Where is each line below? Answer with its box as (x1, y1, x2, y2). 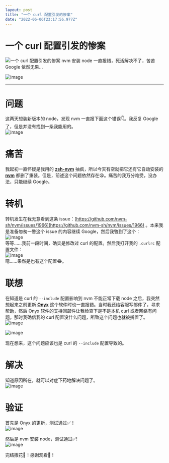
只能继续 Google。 (14, 179, 53, 185)
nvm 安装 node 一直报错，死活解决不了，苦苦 (61, 57, 155, 64)
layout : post (5, 7, 33, 13)
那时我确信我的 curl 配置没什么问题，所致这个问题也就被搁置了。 (14, 314, 148, 320)
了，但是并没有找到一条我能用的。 (5, 124, 76, 130)
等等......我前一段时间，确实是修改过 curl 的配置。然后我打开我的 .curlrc (5, 240, 155, 246)
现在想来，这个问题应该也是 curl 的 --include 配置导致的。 (5, 340, 127, 346)
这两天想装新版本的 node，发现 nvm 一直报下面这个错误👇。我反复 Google (5, 115, 158, 122)
